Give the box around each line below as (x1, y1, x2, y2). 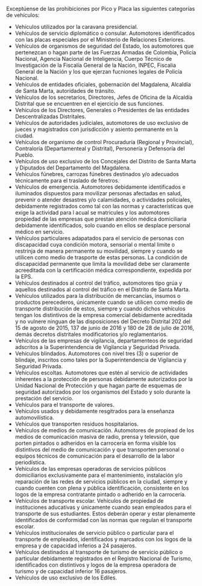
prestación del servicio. (14, 395, 74, 402)
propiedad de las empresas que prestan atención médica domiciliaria (14, 215, 187, 222)
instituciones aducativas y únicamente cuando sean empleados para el (14, 503, 192, 511)
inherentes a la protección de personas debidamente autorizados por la (14, 376, 193, 382)
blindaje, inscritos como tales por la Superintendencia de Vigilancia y (14, 356, 187, 364)
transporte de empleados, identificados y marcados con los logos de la (14, 536, 192, 543)
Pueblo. (14, 151, 34, 159)
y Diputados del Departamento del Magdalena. (14, 164, 131, 171)
